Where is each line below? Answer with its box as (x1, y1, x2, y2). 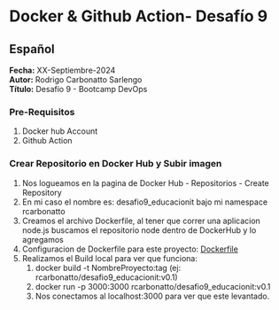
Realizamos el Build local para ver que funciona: (21, 252, 198, 263)
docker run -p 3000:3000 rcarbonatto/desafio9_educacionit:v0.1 (35, 281, 271, 291)
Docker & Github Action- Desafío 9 (9, 6, 268, 27)
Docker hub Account (21, 126, 98, 136)
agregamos (21, 234, 64, 244)
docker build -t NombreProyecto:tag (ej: (35, 262, 182, 273)
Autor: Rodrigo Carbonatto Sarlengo (9, 74, 143, 85)
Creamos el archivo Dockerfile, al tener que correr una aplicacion (21, 215, 261, 226)
